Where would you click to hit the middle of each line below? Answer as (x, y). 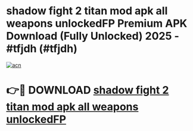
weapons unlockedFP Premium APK (97, 23)
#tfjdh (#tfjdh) (42, 49)
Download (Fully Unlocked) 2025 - (93, 36)
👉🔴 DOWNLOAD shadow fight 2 (88, 90)
